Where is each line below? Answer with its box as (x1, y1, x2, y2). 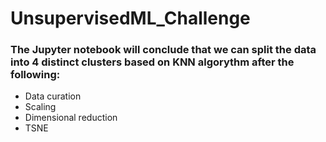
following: (10, 68, 61, 82)
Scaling (24, 101, 57, 113)
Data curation (24, 90, 82, 102)
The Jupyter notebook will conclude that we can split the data (10, 43, 317, 57)
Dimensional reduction (24, 112, 118, 124)
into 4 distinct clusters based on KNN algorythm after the (10, 55, 295, 69)
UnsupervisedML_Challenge (10, 7, 251, 30)
